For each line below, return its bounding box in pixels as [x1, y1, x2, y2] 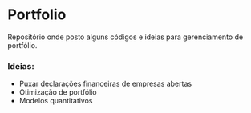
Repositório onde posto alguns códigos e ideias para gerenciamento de [7, 32, 244, 42]
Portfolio [7, 6, 67, 24]
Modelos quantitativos [18, 96, 93, 106]
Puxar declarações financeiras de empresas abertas [18, 79, 192, 89]
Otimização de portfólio [18, 87, 97, 97]
